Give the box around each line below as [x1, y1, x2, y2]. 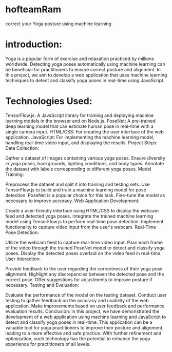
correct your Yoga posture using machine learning [5, 21, 112, 27]
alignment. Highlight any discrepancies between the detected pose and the [5, 271, 164, 277]
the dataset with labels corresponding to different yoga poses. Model [5, 166, 151, 172]
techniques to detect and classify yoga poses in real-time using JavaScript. [5, 77, 165, 83]
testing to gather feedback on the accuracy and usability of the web [5, 297, 149, 303]
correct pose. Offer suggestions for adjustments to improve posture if [5, 276, 152, 283]
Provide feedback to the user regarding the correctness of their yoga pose [5, 265, 163, 271]
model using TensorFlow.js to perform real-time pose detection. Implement [5, 218, 164, 224]
